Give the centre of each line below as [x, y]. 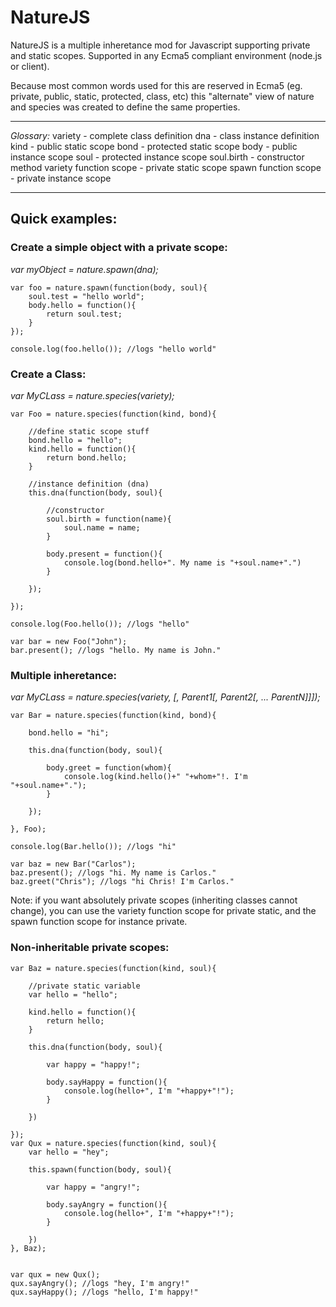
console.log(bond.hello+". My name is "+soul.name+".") [182, 562]
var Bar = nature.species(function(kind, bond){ [113, 716]
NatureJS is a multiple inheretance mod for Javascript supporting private [160, 45]
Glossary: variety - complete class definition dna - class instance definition [165, 135]
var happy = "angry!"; [93, 1187]
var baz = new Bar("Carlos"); [73, 864]
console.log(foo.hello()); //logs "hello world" [113, 349]
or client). [30, 66]
